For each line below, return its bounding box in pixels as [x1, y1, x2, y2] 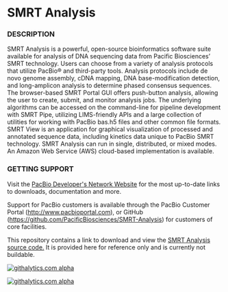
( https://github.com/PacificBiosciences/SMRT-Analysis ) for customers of [7, 215, 213, 223]
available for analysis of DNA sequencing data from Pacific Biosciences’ [7, 52, 211, 60]
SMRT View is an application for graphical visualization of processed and [7, 125, 214, 133]
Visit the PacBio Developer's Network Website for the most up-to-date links [7, 180, 220, 188]
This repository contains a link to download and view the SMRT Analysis [7, 236, 211, 244]
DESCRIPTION [7, 30, 55, 39]
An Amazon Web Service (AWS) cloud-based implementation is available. [7, 147, 214, 155]
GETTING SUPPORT [7, 164, 74, 174]
